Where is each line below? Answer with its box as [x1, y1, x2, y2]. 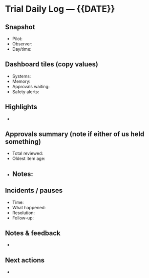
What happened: [12, 204, 46, 210]
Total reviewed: [12, 150, 43, 157]
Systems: [12, 73, 31, 79]
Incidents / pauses [5, 186, 63, 195]
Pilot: [12, 36, 23, 41]
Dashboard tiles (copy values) [5, 60, 99, 69]
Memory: [12, 78, 31, 84]
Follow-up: [12, 215, 34, 220]
